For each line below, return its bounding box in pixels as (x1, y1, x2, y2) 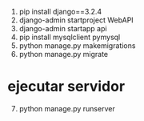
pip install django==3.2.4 (18, 7, 102, 16)
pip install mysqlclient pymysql (18, 32, 121, 42)
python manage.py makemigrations (18, 41, 136, 50)
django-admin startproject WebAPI (18, 15, 134, 25)
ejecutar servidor (7, 78, 126, 95)
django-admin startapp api (18, 24, 107, 33)
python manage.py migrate (18, 50, 109, 58)
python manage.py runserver (18, 103, 115, 113)
